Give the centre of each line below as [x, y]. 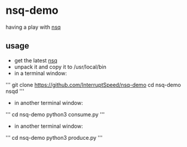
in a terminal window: [40, 73]
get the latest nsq [36, 60]
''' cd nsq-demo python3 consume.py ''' [55, 114]
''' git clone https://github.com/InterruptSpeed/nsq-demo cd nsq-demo [93, 85]
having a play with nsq [33, 27]
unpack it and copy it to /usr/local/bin [60, 67]
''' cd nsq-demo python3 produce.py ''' [54, 137]
